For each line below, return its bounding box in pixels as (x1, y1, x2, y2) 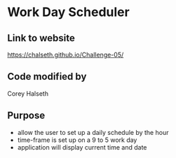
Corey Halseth (7, 89, 49, 98)
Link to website (7, 32, 75, 44)
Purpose (7, 110, 46, 122)
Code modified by (7, 71, 87, 82)
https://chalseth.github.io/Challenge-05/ (7, 50, 124, 59)
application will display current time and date (17, 143, 147, 151)
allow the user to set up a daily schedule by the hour (17, 128, 169, 136)
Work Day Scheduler (7, 4, 130, 20)
